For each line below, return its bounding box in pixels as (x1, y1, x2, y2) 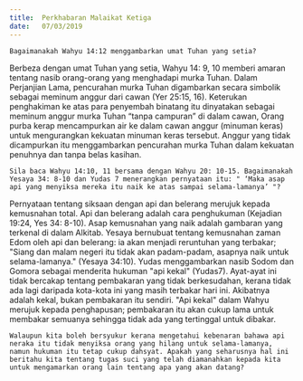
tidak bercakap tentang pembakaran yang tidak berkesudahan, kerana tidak (9, 275, 292, 286)
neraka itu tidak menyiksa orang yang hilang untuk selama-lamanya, (9, 338, 273, 348)
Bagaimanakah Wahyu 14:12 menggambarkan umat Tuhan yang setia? (9, 46, 257, 55)
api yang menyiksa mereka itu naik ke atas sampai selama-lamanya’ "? (9, 182, 281, 191)
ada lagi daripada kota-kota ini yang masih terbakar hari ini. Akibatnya (9, 284, 270, 295)
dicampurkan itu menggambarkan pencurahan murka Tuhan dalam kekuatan (9, 139, 295, 150)
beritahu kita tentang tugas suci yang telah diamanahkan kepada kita (9, 355, 281, 364)
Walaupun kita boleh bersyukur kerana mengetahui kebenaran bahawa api (9, 331, 285, 340)
